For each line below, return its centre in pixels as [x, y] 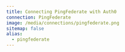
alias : [14, 34]
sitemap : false [25, 28]
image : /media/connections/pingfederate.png [63, 23]
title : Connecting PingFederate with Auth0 [62, 12]
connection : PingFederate [38, 17]
